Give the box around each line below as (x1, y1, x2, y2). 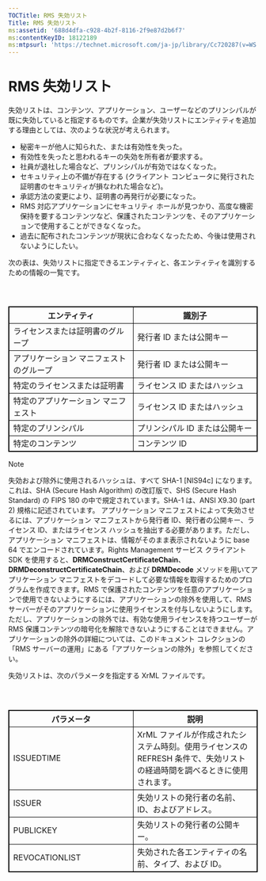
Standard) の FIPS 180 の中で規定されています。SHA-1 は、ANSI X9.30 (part (8, 496, 256, 505)
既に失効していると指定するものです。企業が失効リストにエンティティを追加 (8, 116, 256, 125)
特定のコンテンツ (13, 438, 78, 449)
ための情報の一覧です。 (8, 268, 85, 277)
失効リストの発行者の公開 (137, 819, 233, 830)
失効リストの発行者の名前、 (137, 791, 241, 803)
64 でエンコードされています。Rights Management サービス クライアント (8, 545, 247, 555)
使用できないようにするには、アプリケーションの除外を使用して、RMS (21, 595, 252, 604)
